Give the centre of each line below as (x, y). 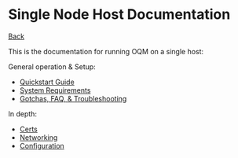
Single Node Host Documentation (119, 15)
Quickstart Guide (47, 82)
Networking (38, 137)
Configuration (42, 145)
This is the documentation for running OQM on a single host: (106, 51)
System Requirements (55, 90)
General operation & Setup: (52, 66)
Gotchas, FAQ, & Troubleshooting (73, 98)
